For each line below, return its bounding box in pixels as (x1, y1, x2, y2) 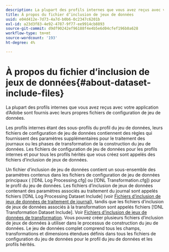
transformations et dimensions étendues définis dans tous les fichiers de (6, 230, 156, 236)
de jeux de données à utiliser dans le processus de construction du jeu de (6, 220, 158, 226)
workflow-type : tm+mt (6, 31, 51, 36)
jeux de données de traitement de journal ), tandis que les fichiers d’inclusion (6, 198, 164, 204)
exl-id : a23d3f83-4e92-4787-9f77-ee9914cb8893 (6, 21, 105, 27)
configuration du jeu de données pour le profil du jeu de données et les (6, 236, 153, 242)
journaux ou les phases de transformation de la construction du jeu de (6, 140, 151, 146)
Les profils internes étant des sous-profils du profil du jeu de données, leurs (6, 124, 163, 131)
